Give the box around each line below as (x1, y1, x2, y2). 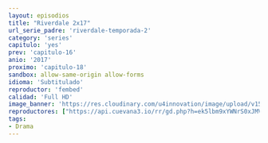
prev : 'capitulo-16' (8, 48, 77, 56)
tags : (8, 115, 26, 123)
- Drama (8, 122, 34, 130)
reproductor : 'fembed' (8, 85, 84, 94)
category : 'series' (8, 33, 73, 42)
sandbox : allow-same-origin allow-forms (8, 71, 145, 79)
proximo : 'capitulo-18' (8, 64, 88, 71)
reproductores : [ (8, 108, 66, 116)
